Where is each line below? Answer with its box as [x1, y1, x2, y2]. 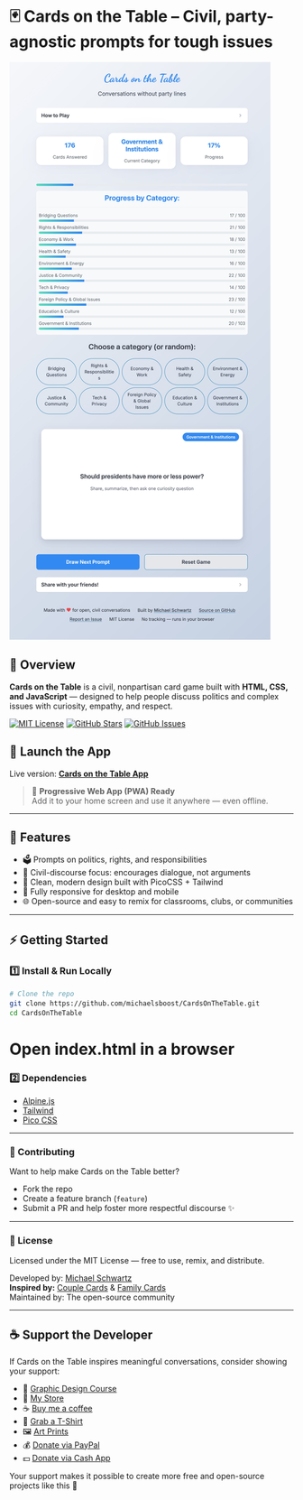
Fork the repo [22, 1183, 74, 1195]
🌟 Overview [9, 657, 76, 672]
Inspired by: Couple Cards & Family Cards [9, 1282, 167, 1292]
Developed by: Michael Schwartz [9, 1273, 133, 1283]
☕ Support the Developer [9, 1328, 153, 1343]
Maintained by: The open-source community [9, 1292, 176, 1302]
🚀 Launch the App [9, 745, 111, 760]
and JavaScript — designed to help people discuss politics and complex [9, 690, 280, 701]
